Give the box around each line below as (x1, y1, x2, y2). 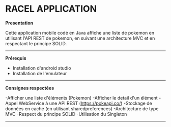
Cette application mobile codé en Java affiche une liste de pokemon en (5, 29, 154, 36)
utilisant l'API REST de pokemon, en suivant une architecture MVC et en (5, 35, 155, 41)
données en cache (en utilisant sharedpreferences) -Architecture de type (5, 105, 159, 112)
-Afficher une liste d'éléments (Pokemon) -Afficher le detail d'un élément (5, 94, 158, 101)
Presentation (5, 20, 34, 26)
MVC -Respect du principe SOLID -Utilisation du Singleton (5, 111, 127, 117)
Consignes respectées (5, 85, 54, 91)
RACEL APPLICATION (5, 3, 97, 15)
